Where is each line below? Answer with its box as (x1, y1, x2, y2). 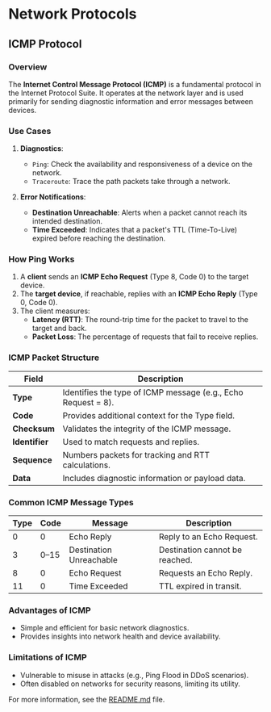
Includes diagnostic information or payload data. (62, 472, 246, 484)
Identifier (12, 436, 49, 447)
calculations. (62, 459, 111, 471)
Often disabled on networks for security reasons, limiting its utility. (19, 679, 240, 689)
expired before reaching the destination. (31, 233, 166, 243)
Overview (8, 61, 48, 73)
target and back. (31, 324, 87, 333)
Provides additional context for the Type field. (62, 409, 236, 421)
